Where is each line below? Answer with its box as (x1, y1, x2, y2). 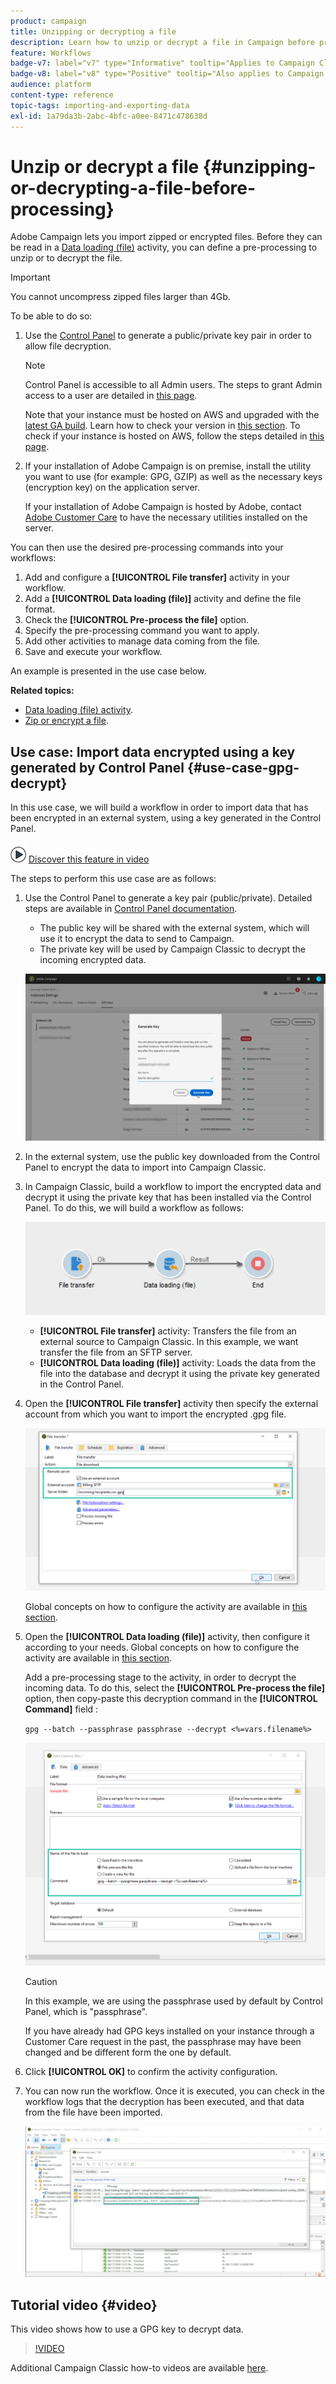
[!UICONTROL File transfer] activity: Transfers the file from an (39, 1325, 297, 1337)
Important (10, 271, 51, 284)
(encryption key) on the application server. (24, 481, 200, 494)
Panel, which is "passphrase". (24, 2005, 148, 2017)
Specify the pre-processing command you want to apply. (24, 625, 260, 637)
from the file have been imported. (24, 2106, 163, 2118)
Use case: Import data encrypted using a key (10, 743, 296, 760)
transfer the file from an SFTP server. (39, 1346, 193, 1358)
